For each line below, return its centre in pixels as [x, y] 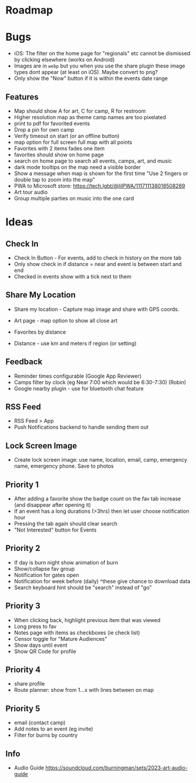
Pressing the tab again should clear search [66, 524]
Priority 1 [22, 484]
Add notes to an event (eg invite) [53, 729]
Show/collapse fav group [44, 569]
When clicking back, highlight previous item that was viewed [87, 620]
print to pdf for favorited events [52, 123]
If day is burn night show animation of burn [66, 562]
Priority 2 [23, 548]
